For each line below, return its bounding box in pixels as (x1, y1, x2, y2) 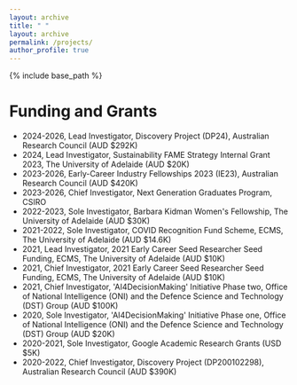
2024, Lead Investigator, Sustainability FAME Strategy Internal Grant (21, 150, 270, 161)
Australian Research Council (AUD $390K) (21, 366, 177, 377)
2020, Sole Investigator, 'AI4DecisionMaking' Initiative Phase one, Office (21, 310, 286, 320)
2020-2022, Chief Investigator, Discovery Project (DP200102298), (21, 357, 264, 368)
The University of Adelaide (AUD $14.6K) (21, 234, 172, 245)
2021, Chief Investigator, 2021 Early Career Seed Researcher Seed (21, 263, 264, 273)
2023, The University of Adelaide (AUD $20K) (21, 159, 191, 169)
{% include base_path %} (9, 70, 103, 81)
